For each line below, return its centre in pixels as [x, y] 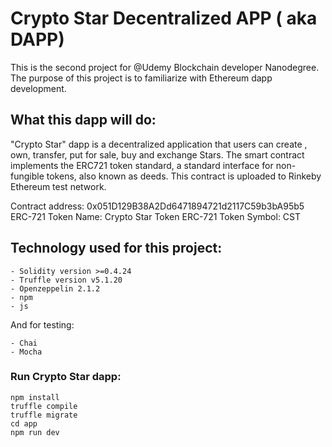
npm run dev [35, 432]
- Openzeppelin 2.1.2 [55, 288]
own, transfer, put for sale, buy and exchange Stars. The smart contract [157, 154]
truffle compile [44, 406]
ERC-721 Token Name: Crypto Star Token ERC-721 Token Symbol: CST [156, 216]
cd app [24, 423]
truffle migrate [44, 415]
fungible [27, 176]
